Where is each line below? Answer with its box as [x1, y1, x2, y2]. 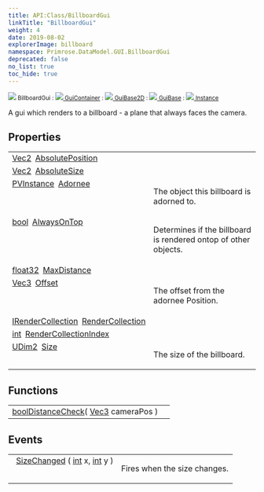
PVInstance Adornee [12, 178, 90, 189]
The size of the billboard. [152, 349, 245, 360]
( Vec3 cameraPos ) [84, 406, 159, 417]
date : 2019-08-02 [8, 33, 65, 42]
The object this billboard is [152, 186, 251, 197]
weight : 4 [8, 26, 41, 34]
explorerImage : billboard [8, 41, 93, 49]
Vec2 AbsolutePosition [12, 152, 98, 163]
